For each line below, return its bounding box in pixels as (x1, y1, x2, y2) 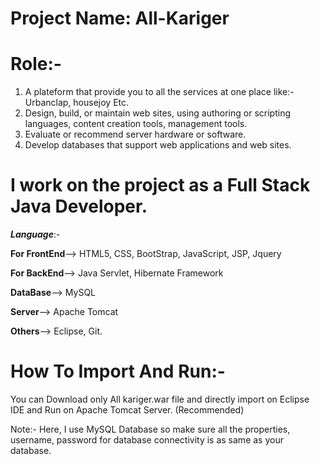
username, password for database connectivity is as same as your (10, 434, 284, 446)
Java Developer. (10, 195, 148, 218)
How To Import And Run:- (10, 360, 226, 383)
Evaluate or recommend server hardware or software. (24, 128, 247, 141)
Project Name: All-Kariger (10, 7, 230, 30)
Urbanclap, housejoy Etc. (24, 97, 130, 109)
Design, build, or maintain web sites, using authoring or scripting (24, 107, 291, 119)
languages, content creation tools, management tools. (24, 118, 248, 130)
